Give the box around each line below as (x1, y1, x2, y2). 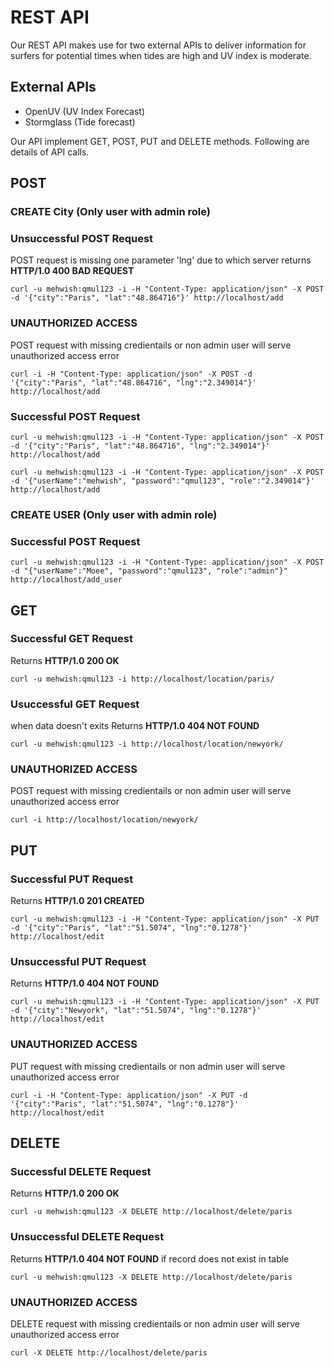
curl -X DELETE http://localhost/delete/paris (10, 1348, 208, 1358)
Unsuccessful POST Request (10, 231, 154, 245)
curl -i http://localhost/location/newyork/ (10, 815, 199, 825)
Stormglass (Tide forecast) (24, 116, 136, 128)
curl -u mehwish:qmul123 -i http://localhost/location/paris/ (10, 674, 275, 684)
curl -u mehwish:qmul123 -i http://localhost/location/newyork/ (10, 739, 284, 750)
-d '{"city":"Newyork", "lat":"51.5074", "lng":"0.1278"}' (10, 1006, 262, 1016)
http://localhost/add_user (10, 575, 123, 585)
